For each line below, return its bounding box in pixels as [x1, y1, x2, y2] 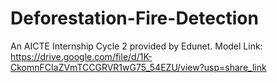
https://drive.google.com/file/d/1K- [10, 50, 153, 62]
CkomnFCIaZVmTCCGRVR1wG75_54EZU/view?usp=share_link [10, 61, 267, 73]
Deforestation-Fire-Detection [10, 7, 259, 30]
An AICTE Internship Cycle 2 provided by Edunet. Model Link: [10, 40, 263, 52]
